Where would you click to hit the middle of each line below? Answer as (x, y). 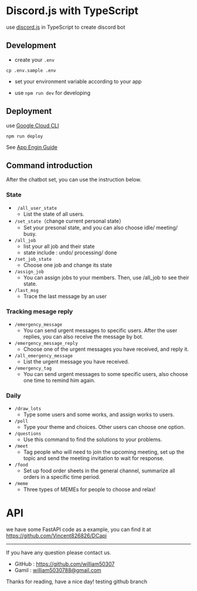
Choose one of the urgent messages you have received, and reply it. (106, 349)
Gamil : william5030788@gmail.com (58, 570)
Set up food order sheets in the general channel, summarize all (99, 471)
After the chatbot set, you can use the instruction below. (74, 180)
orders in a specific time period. (62, 477)
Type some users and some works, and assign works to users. (99, 415)
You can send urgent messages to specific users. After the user (100, 330)
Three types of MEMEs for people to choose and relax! (89, 489)
